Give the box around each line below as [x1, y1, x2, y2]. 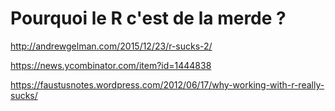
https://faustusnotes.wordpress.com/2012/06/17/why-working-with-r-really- [10, 78, 325, 91]
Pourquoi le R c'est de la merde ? [10, 7, 287, 30]
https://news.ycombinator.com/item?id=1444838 [10, 59, 212, 71]
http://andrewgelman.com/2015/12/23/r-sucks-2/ [10, 40, 213, 52]
